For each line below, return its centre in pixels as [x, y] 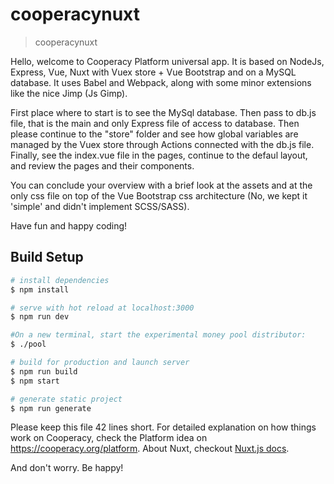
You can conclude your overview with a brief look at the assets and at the [161, 185]
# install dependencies [60, 280]
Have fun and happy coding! [69, 225]
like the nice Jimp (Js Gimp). [69, 93]
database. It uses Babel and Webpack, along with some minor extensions [161, 82]
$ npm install [40, 289]
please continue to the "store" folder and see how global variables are [154, 134]
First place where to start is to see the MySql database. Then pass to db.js [163, 112]
